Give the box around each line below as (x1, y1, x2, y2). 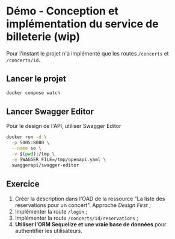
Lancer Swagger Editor (6, 107, 94, 117)
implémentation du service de (6, 17, 159, 31)
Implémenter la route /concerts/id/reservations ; (14, 214, 139, 221)
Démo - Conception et (6, 4, 119, 18)
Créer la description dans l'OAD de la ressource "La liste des (14, 195, 165, 202)
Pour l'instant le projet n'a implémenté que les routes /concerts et (6, 49, 170, 57)
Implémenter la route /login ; (14, 208, 88, 215)
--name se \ (11, 145, 42, 151)
